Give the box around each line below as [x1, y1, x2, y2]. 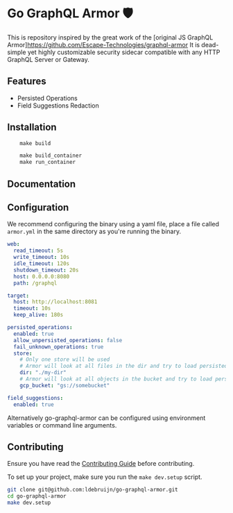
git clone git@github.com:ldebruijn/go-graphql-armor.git [7, 487, 178, 494]
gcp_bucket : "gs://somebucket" [19, 382, 110, 389]
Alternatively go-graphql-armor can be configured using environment [7, 414, 206, 422]
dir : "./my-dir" [19, 369, 67, 376]
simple [7, 48, 26, 56]
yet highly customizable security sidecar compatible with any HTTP [27, 48, 221, 56]
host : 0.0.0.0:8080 [13, 273, 70, 280]
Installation [7, 121, 57, 133]
